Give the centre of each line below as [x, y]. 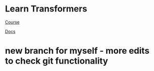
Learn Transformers [46, 9]
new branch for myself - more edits [77, 51]
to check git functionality [56, 61]
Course [12, 22]
